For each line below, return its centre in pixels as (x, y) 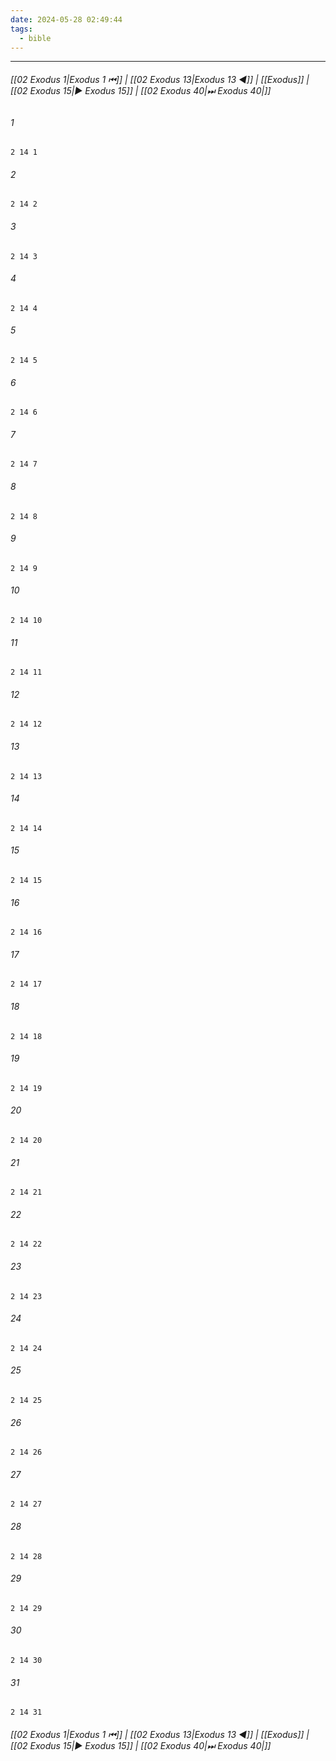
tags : (21, 29)
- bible (35, 38)
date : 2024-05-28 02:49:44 (66, 19)
